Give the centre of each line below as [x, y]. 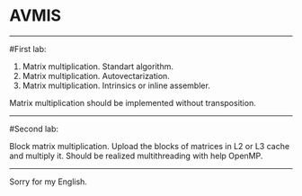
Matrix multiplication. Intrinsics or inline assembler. [116, 85]
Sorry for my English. [49, 182]
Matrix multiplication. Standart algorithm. [98, 66]
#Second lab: [34, 129]
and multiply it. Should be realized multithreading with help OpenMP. [136, 156]
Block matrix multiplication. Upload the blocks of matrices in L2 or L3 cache [150, 146]
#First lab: [28, 49]
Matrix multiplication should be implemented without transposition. [133, 102]
